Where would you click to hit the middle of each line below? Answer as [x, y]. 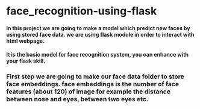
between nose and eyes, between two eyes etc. [77, 99]
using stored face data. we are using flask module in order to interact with [100, 34]
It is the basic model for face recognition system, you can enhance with [97, 55]
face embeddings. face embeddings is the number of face [93, 84]
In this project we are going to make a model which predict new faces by [98, 28]
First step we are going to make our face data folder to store [95, 76]
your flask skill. [26, 61]
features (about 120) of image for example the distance [88, 92]
